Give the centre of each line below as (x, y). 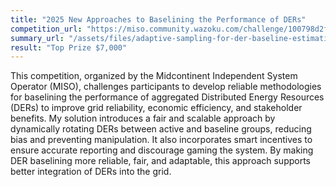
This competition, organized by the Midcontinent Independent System (154, 76)
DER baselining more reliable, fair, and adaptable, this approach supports (161, 161)
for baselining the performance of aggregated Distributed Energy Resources (167, 97)
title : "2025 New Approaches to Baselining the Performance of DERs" (158, 19)
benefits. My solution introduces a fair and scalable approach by (143, 118)
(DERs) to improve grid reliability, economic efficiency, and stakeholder (156, 108)
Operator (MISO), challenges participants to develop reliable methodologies (166, 87)
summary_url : (37, 38)
